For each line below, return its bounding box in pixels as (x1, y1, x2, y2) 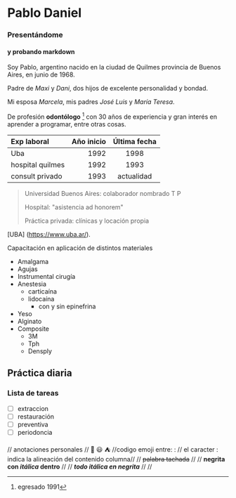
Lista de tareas (7, 388, 59, 398)
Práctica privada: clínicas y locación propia (24, 216, 150, 225)
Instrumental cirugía (17, 272, 76, 280)
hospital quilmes (11, 159, 65, 169)
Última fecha (112, 136, 157, 146)
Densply (27, 346, 53, 355)
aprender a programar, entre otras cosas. (7, 119, 126, 128)
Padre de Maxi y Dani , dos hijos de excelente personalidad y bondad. (7, 84, 209, 93)
